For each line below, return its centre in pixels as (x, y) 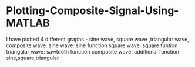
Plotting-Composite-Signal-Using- (93, 11)
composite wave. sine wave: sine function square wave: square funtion (92, 45)
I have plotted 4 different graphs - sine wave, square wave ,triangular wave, (97, 39)
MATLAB (28, 23)
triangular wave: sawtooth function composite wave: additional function (93, 51)
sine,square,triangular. (33, 58)
